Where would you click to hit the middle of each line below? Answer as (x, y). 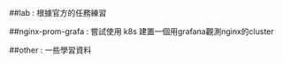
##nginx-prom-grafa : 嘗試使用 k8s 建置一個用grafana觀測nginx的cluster (141, 31)
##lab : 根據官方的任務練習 (58, 13)
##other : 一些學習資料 (50, 50)
